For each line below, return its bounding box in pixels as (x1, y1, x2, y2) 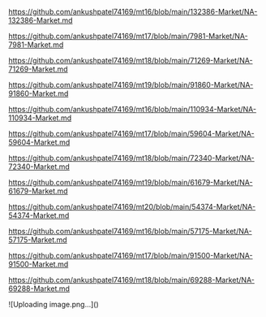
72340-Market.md (8, 162, 71, 172)
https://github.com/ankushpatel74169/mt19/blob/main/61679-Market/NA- (8, 178, 253, 187)
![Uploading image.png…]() (8, 300, 99, 309)
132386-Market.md (8, 15, 73, 25)
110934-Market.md (8, 113, 72, 123)
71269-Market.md (8, 64, 68, 74)
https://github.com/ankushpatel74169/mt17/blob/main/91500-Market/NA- (8, 251, 253, 260)
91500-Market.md (8, 259, 69, 269)
